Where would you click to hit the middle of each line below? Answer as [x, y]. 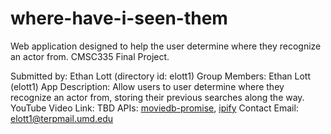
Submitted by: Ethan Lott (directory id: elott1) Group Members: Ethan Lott [161, 76]
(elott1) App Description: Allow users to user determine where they [147, 86]
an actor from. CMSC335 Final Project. [90, 56]
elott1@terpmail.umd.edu [62, 118]
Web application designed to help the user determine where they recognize [166, 46]
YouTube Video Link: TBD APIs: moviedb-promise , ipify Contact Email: [154, 108]
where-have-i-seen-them [119, 18]
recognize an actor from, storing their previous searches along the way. [157, 97]
